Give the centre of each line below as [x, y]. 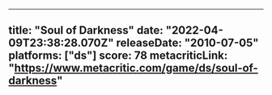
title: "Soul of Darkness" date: [86, 30]
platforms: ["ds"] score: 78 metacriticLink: [118, 56]
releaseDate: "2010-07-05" [187, 43]
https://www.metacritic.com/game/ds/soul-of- [136, 68]
